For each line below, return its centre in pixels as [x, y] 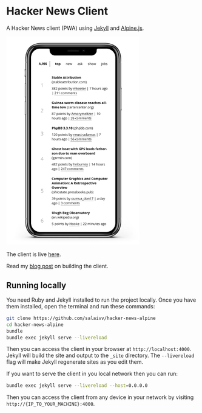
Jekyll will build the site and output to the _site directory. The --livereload [100, 356]
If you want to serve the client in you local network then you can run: [92, 374]
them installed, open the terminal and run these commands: [81, 306]
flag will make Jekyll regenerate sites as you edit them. [75, 362]
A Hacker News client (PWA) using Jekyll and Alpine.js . [75, 28]
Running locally [36, 285]
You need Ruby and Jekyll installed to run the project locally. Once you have [101, 300]
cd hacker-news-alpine [35, 324]
